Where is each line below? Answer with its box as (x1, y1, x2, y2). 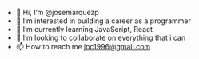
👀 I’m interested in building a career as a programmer (15, 16, 192, 26)
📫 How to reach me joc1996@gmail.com (15, 42, 151, 51)
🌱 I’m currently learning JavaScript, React (15, 25, 153, 33)
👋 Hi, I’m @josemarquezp (15, 8, 100, 17)
